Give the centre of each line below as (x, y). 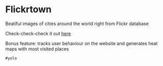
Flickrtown (29, 9)
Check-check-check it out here (38, 33)
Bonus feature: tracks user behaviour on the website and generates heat (81, 43)
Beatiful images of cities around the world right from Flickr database (77, 24)
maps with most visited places (37, 49)
